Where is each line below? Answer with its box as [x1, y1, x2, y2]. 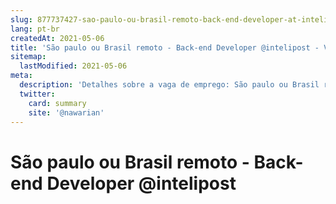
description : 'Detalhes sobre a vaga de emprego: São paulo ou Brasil [19, 80, 320, 90]
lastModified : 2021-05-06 [19, 61, 128, 71]
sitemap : [10, 52, 47, 62]
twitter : [19, 89, 56, 99]
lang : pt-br [10, 24, 60, 34]
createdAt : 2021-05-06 [10, 33, 105, 43]
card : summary [28, 98, 87, 108]
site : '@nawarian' [28, 107, 105, 118]
